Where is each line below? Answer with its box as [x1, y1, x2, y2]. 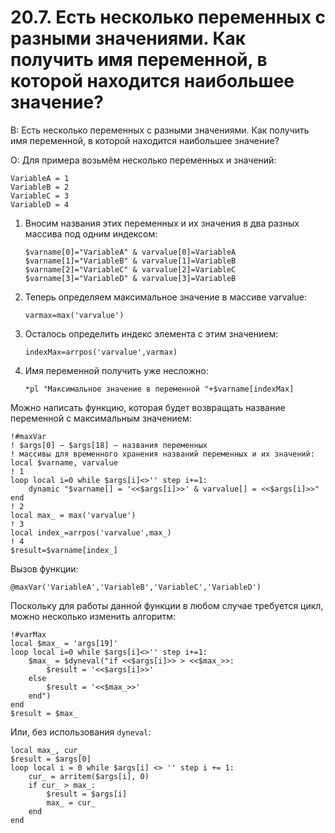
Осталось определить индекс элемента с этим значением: [24, 327, 279, 340]
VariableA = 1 [10, 173, 70, 183]
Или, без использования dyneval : [10, 726, 152, 738]
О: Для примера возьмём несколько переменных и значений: [10, 154, 277, 166]
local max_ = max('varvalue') [10, 510, 137, 520]
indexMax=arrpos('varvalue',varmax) [24, 347, 178, 357]
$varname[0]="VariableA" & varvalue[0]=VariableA [24, 247, 237, 257]
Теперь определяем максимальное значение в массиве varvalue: [24, 291, 307, 303]
